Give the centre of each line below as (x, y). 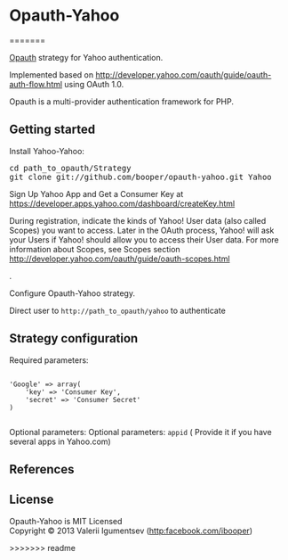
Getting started (52, 130)
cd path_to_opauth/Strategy (70, 168)
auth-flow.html (36, 84)
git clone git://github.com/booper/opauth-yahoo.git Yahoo (141, 177)
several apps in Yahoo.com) (60, 441)
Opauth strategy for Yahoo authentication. (86, 57)
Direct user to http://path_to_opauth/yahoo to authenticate (118, 310)
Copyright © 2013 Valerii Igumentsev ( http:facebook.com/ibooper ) (131, 531)
